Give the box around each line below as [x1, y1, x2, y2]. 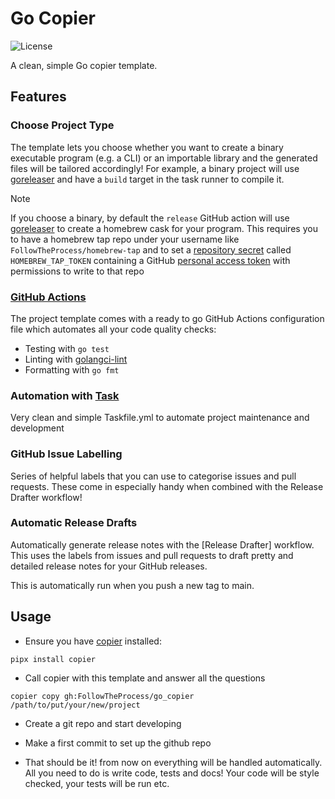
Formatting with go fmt [24, 363, 120, 376]
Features [10, 88, 67, 106]
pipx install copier [10, 654, 97, 664]
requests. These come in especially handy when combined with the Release [10, 480, 324, 492]
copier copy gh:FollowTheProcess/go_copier [10, 691, 195, 701]
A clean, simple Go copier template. [10, 59, 158, 71]
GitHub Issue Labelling [10, 447, 123, 461]
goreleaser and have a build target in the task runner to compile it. [10, 173, 285, 185]
